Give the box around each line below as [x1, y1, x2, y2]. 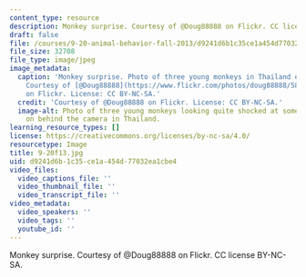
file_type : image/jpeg [9, 55, 96, 64]
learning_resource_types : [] [9, 124, 120, 133]
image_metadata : [9, 64, 71, 74]
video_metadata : [9, 199, 71, 209]
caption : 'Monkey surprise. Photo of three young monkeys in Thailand [17, 73, 291, 82]
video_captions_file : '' [17, 173, 112, 183]
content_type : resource [9, 13, 100, 23]
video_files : [9, 165, 59, 174]
